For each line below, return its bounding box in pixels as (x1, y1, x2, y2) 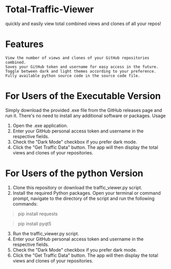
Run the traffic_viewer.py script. (12, 230, 79, 236)
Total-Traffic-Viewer (5, 4, 94, 15)
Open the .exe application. (12, 122, 68, 128)
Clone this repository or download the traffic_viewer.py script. (12, 184, 142, 190)
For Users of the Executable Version (5, 91, 161, 102)
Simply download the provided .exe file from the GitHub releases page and (5, 107, 162, 113)
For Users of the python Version (5, 168, 144, 179)
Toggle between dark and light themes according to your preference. (5, 69, 157, 74)
